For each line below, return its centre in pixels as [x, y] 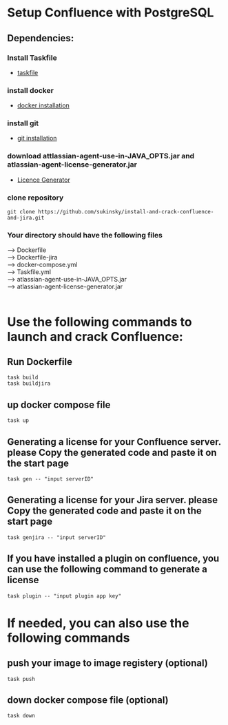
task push [21, 679]
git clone [21, 212]
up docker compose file [59, 404]
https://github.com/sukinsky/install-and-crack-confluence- [126, 212]
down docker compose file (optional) [88, 700]
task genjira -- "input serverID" [57, 537]
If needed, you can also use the [98, 623]
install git [23, 123]
